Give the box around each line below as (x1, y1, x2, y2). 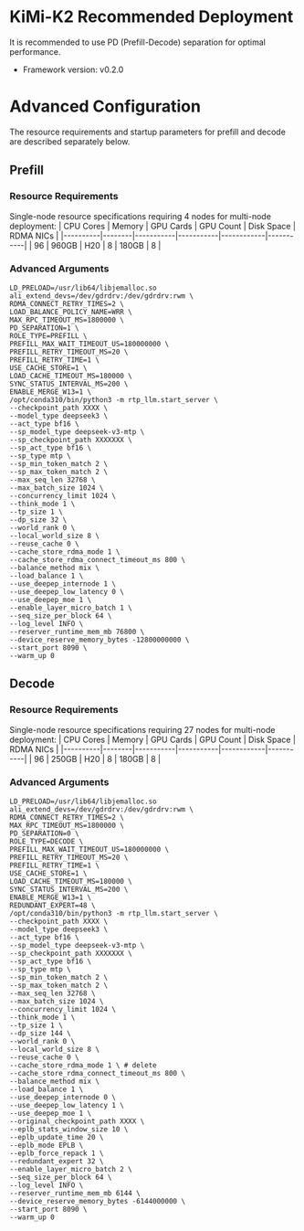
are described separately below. (9, 135, 131, 147)
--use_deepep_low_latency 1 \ (9, 1100, 125, 1109)
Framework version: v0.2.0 (22, 64, 124, 75)
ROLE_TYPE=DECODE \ (9, 836, 84, 846)
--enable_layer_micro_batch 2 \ (9, 1164, 132, 1173)
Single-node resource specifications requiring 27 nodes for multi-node (9, 724, 276, 735)
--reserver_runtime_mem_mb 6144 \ (9, 1188, 142, 1198)
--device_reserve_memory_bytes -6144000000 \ (9, 1196, 185, 1205)
